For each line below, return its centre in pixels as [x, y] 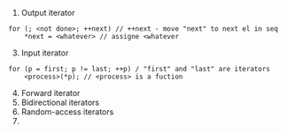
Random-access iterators [67, 112]
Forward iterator [50, 93]
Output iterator [48, 13]
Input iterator [45, 53]
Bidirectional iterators [60, 102]
